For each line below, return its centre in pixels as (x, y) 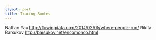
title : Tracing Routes (28, 14)
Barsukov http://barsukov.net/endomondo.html (51, 32)
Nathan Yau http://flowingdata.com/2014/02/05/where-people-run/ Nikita (78, 27)
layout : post (18, 9)
